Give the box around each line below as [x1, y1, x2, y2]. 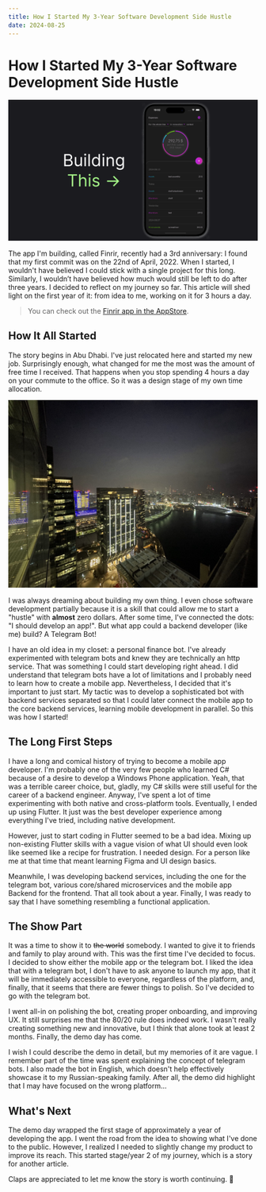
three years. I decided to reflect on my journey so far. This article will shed [8, 282, 251, 291]
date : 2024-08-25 [8, 21, 66, 29]
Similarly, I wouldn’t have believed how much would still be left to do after [8, 274, 248, 284]
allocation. [8, 384, 42, 393]
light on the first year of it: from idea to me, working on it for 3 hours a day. [8, 291, 252, 300]
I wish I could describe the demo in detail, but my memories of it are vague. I [8, 1047, 258, 1057]
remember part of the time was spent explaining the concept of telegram [8, 1056, 245, 1066]
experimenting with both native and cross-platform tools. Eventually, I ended [8, 798, 257, 808]
